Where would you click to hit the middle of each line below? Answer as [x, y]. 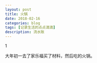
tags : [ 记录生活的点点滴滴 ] [30, 28]
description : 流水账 [25, 32]
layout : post [18, 9]
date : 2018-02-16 [23, 18]
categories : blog [23, 23]
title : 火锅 [16, 14]
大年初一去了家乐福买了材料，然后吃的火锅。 [50, 56]
